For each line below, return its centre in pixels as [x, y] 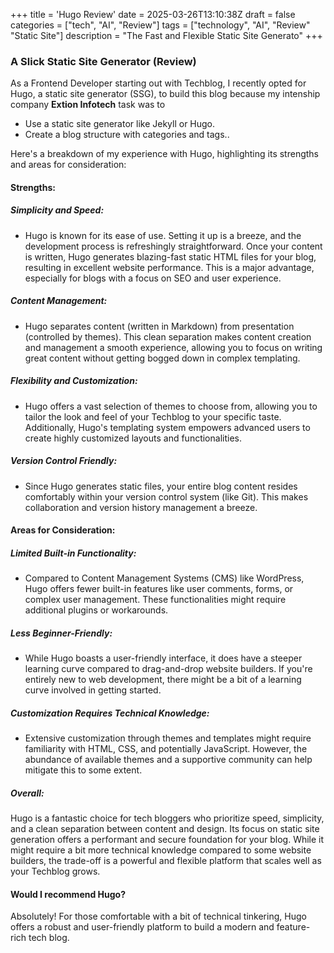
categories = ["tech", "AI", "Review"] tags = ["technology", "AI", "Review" [160, 25]
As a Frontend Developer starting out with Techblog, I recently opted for [158, 83]
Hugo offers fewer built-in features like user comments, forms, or [159, 589]
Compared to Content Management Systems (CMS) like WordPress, [164, 578]
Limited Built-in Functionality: [73, 553]
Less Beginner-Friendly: [61, 633]
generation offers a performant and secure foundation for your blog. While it [167, 840]
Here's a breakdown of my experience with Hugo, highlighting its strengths [164, 154]
